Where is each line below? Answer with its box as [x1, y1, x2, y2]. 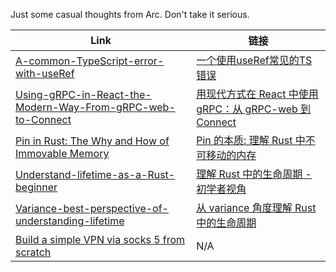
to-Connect [15, 113, 72, 126]
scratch [15, 245, 52, 259]
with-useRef [15, 67, 75, 80]
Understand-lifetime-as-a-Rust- [15, 168, 176, 181]
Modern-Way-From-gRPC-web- [15, 100, 176, 114]
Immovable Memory [15, 147, 110, 160]
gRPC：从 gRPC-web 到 [196, 102, 312, 116]
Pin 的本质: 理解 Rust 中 [196, 134, 306, 147]
